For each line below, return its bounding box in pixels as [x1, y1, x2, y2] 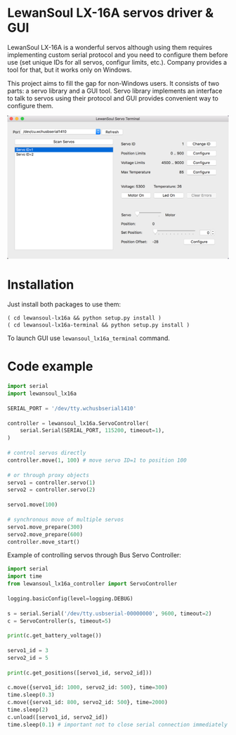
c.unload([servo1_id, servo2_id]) [7, 713, 109, 721]
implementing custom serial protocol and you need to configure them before [7, 51, 228, 59]
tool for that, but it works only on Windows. [7, 65, 132, 74]
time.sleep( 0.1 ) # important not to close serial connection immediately [7, 721, 228, 728]
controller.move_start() [7, 538, 80, 545]
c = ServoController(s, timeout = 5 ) [7, 617, 112, 625]
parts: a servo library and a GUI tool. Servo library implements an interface [7, 86, 223, 95]
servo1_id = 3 [7, 647, 49, 654]
